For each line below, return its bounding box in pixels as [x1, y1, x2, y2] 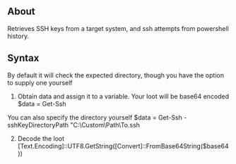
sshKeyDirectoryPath [7, 120, 69, 129]
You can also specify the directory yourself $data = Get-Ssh [7, 113, 182, 122]
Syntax [7, 52, 40, 64]
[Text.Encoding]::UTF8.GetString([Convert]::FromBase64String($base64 [17, 141, 230, 150]
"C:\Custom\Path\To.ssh [70, 120, 140, 129]
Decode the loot [17, 134, 65, 143]
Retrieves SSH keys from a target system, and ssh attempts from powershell [7, 24, 230, 32]
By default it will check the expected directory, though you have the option [7, 70, 225, 80]
